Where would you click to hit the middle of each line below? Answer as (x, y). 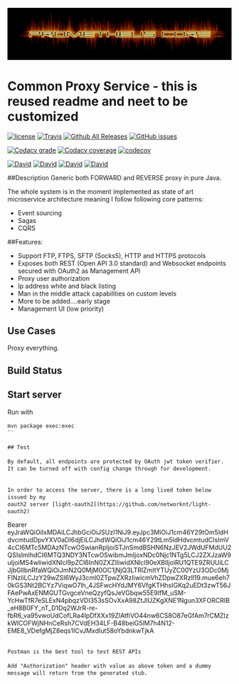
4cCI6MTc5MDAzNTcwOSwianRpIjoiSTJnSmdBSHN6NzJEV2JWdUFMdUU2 (119, 547)
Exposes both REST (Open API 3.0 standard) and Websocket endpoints (122, 263)
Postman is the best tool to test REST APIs (74, 652)
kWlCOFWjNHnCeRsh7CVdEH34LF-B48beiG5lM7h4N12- (91, 623)
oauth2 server (28, 504)
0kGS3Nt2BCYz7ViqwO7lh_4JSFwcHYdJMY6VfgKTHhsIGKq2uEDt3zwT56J (119, 585)
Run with (20, 412)
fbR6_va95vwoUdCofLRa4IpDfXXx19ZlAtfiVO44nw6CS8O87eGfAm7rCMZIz (118, 615)
